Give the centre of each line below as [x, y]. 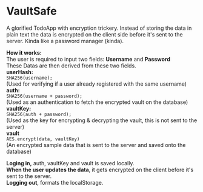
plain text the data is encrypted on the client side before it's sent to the [95, 34]
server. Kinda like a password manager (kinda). [65, 41]
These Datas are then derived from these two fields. [71, 66]
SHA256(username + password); [45, 96]
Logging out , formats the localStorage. [55, 182]
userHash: [20, 72]
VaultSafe [32, 11]
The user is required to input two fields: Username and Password [88, 59]
